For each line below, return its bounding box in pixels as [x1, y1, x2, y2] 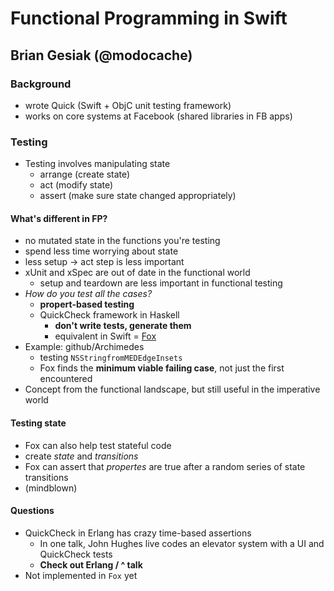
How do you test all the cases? [24, 288, 153, 300]
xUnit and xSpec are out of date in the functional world [24, 267, 251, 279]
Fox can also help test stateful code [24, 439, 172, 451]
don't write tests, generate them [54, 320, 192, 332]
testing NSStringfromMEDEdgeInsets [39, 352, 183, 364]
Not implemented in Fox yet [24, 569, 138, 581]
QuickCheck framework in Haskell [39, 309, 180, 321]
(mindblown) [24, 482, 78, 494]
